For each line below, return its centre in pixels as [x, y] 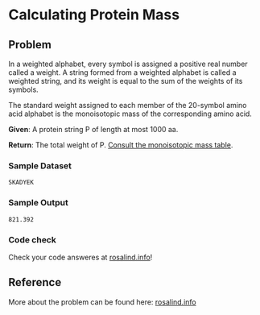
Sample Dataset [40, 165]
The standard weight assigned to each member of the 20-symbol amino [128, 105]
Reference [35, 282]
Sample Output [38, 203]
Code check [32, 239]
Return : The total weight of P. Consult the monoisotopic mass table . [121, 145]
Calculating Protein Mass [94, 15]
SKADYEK [21, 183]
